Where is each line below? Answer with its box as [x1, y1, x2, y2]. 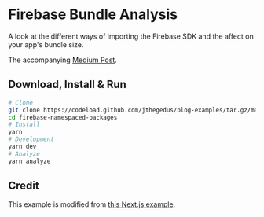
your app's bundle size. [8, 39, 84, 49]
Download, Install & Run [8, 78, 127, 91]
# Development [8, 135, 55, 143]
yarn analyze [8, 157, 51, 165]
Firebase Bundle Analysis [8, 6, 178, 24]
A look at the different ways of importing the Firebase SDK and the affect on [8, 31, 254, 41]
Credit [8, 179, 39, 193]
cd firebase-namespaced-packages [8, 113, 118, 121]
